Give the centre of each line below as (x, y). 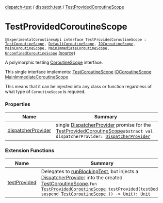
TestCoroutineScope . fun (69, 184)
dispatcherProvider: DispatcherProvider (103, 137)
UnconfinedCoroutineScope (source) (40, 53)
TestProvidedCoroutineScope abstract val (104, 131)
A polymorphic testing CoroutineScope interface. (54, 62)
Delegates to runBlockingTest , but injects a (90, 171)
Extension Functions (30, 150)
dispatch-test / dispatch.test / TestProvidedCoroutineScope (65, 7)
